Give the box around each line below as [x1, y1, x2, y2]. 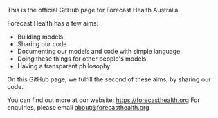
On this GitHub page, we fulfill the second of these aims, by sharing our [7, 75, 211, 83]
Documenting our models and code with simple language [17, 48, 181, 55]
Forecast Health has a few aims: [7, 19, 99, 27]
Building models [17, 32, 64, 41]
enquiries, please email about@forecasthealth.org [7, 104, 150, 111]
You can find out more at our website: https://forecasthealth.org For [7, 96, 201, 104]
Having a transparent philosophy [17, 62, 111, 70]
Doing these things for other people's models [17, 55, 147, 63]
